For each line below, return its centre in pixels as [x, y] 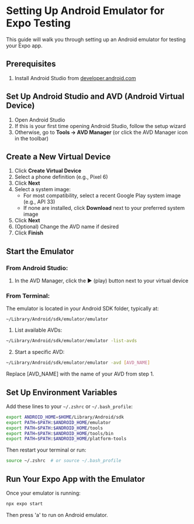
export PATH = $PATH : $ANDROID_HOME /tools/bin [60, 433]
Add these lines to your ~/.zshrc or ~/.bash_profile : [70, 406]
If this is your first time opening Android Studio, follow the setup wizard [100, 126]
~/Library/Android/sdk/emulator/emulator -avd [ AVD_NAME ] [78, 363]
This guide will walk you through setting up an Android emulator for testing [96, 39]
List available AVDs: [38, 330]
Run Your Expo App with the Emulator [76, 479]
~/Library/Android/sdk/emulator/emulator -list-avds [72, 341]
